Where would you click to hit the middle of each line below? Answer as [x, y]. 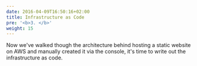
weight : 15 [20, 28]
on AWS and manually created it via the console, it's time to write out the [96, 52]
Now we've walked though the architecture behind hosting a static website [98, 45]
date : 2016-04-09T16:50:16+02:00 [48, 12]
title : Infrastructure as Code [45, 17]
